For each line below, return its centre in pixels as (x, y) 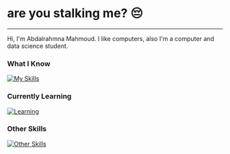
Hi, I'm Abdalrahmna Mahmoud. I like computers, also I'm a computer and (111, 38)
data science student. (38, 46)
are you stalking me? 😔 (75, 13)
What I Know (29, 64)
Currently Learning (39, 97)
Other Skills (27, 129)
